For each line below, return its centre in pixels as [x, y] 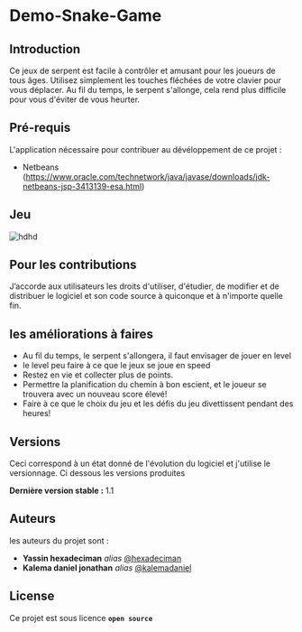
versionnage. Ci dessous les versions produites [97, 473]
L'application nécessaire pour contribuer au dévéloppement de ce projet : [146, 149]
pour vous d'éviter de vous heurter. [75, 99]
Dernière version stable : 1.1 [62, 491]
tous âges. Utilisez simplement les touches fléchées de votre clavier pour [145, 80]
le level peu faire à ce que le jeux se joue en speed [116, 366]
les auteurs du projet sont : [59, 540]
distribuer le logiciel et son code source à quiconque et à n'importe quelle [146, 296]
